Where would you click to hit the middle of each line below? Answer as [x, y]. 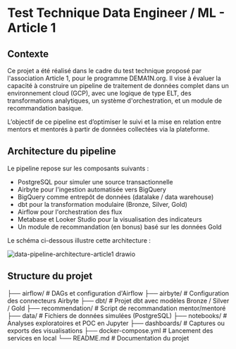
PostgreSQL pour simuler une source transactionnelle [95, 182]
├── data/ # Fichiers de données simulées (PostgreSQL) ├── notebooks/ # [117, 315]
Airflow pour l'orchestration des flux [70, 212]
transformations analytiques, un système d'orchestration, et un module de [115, 101]
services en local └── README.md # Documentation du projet [98, 338]
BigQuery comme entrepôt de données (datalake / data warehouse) [116, 197]
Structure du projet [50, 276]
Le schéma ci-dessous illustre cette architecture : [79, 240]
